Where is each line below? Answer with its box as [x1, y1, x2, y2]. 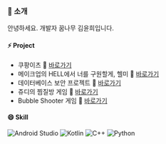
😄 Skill [7, 113, 28, 122]
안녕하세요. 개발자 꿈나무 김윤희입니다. [7, 24, 114, 33]
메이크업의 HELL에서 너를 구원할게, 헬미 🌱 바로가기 [17, 69, 160, 78]
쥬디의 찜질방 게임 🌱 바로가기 [17, 87, 98, 96]
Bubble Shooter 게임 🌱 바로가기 [17, 96, 108, 105]
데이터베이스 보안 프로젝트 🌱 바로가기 [17, 78, 121, 87]
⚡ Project [7, 41, 35, 49]
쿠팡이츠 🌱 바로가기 [17, 61, 72, 69]
